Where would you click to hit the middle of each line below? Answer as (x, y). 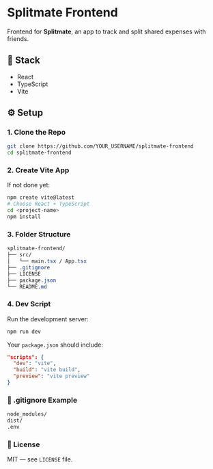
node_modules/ (27, 414)
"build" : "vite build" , (47, 370)
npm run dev (24, 332)
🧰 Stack (24, 61)
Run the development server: (48, 319)
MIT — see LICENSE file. (40, 459)
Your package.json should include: (55, 345)
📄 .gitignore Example (42, 400)
